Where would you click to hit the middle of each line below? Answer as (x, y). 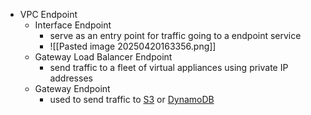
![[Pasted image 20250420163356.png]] (133, 46)
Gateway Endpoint (72, 88)
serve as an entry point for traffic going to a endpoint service (175, 35)
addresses (71, 78)
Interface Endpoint (73, 25)
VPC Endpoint (48, 14)
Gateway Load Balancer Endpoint (103, 57)
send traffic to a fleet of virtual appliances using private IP (169, 67)
